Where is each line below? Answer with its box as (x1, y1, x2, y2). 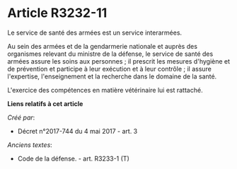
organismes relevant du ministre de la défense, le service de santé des (7, 49, 214, 58)
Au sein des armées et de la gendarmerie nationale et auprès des (7, 42, 198, 50)
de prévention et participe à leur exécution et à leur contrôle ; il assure (7, 64, 212, 73)
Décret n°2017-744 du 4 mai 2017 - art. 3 (17, 127, 138, 135)
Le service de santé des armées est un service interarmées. (7, 28, 183, 37)
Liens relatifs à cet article (7, 99, 83, 107)
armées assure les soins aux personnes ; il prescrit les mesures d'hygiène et (7, 57, 231, 65)
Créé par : (7, 113, 35, 122)
